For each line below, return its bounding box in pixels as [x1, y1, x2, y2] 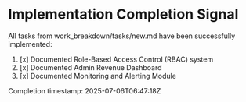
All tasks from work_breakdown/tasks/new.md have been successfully [8, 31, 236, 40]
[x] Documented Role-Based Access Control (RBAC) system [19, 55, 214, 64]
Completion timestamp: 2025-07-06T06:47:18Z [8, 86, 161, 95]
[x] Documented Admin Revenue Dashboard [19, 62, 162, 72]
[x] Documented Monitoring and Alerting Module [19, 71, 176, 80]
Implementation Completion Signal [8, 5, 239, 23]
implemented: [8, 39, 52, 48]
